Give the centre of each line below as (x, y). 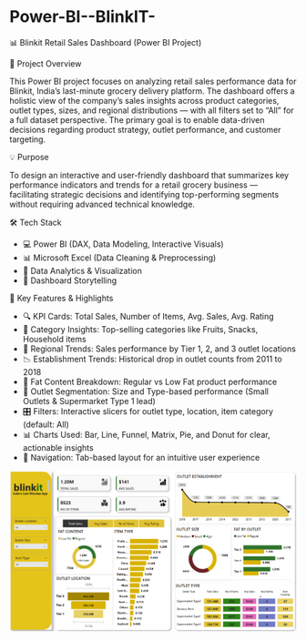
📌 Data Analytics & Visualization (82, 270)
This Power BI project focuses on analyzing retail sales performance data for (153, 81)
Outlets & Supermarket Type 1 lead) (89, 401)
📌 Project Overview (46, 63)
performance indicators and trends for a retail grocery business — (133, 185)
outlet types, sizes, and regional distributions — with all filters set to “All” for (152, 110)
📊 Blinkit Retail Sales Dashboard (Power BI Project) (106, 42)
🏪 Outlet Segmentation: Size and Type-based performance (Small (145, 391)
